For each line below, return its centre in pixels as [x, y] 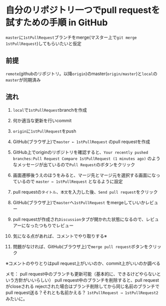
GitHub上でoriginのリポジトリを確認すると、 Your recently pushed [80, 152]
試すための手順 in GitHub [57, 23]
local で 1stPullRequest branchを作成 [50, 110]
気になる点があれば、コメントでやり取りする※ [60, 236]
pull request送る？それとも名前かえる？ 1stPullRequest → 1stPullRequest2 [82, 292]
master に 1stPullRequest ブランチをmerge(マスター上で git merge [71, 37]
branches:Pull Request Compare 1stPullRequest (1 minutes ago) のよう [86, 158]
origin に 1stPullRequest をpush [44, 131]
